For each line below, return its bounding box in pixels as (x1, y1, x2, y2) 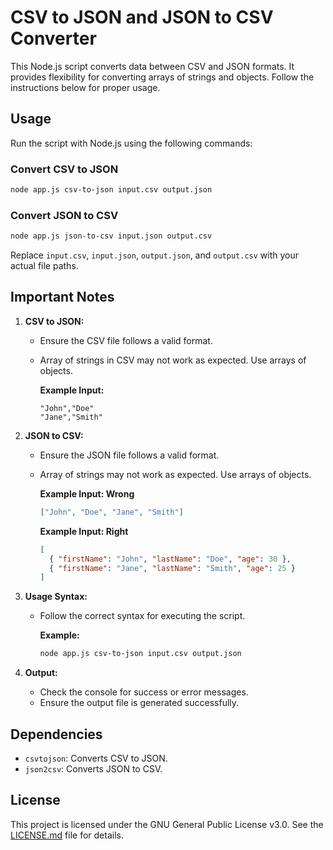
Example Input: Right (39, 525, 129, 537)
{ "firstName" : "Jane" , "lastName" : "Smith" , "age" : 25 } (48, 563, 296, 573)
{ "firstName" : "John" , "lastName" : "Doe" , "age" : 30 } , (48, 554, 292, 564)
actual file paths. (10, 260, 79, 272)
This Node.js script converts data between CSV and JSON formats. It (10, 60, 295, 72)
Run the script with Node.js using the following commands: (10, 137, 253, 149)
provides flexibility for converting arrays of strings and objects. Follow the (10, 71, 315, 83)
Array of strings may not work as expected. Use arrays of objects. (39, 468, 312, 480)
